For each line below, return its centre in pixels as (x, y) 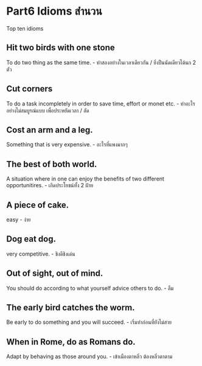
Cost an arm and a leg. (50, 130)
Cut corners (30, 89)
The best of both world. (52, 164)
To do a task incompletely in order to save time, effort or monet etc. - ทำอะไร (101, 103)
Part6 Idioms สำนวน (54, 11)
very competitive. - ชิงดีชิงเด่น (41, 254)
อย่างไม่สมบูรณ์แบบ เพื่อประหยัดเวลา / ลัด (48, 110)
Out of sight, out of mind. (55, 274)
